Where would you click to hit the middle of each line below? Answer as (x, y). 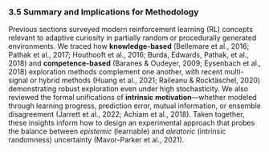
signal (18, 80)
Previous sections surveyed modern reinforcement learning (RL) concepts (130, 30)
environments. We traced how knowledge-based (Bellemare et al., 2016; (129, 46)
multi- (234, 72)
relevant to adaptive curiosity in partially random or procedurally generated (132, 38)
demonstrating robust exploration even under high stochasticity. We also (128, 89)
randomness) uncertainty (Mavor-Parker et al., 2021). (96, 140)
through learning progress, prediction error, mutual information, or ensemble (134, 106)
